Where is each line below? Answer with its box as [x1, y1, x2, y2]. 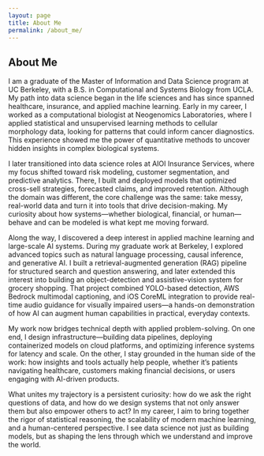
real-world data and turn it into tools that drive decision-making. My [8, 201, 229, 210]
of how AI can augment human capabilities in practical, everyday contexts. [8, 309, 251, 318]
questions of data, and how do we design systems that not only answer [8, 398, 240, 408]
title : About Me [8, 19, 61, 27]
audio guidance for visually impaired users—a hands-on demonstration [24, 300, 255, 310]
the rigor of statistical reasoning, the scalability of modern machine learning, [8, 415, 256, 424]
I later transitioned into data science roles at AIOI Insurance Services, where [8, 159, 255, 168]
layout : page [8, 11, 51, 20]
